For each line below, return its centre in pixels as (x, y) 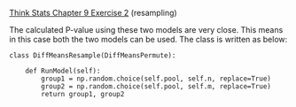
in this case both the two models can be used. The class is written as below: (148, 39)
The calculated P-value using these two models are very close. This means (146, 30)
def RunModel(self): (63, 71)
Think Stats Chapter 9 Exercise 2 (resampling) (93, 13)
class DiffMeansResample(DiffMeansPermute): (93, 56)
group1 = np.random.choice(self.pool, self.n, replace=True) (156, 79)
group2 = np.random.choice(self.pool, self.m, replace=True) (156, 87)
